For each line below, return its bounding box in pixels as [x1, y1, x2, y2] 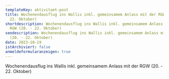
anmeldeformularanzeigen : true [5, 49, 71, 54]
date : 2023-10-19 [5, 40, 42, 45]
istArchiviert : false [5, 44, 51, 49]
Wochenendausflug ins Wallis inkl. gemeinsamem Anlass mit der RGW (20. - [5, 63, 163, 69]
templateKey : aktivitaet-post [5, 7, 69, 12]
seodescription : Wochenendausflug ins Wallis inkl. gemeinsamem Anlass [5, 30, 158, 35]
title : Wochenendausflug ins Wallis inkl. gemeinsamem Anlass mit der [5, 12, 156, 17]
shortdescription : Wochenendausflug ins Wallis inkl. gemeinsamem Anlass [5, 21, 163, 26]
